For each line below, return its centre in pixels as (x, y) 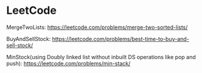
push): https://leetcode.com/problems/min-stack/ (68, 63)
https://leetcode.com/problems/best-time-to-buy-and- (121, 39)
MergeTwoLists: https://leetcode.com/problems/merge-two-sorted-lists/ (97, 27)
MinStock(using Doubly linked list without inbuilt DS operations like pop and (101, 57)
